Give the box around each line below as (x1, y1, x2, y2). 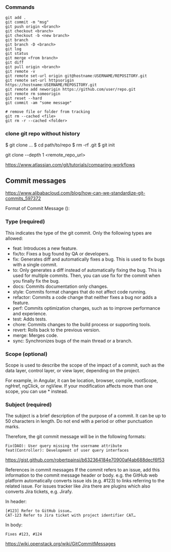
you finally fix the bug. (12, 278, 60, 284)
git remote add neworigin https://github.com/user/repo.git (5, 87, 136, 92)
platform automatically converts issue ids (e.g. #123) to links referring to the (5, 478, 165, 484)
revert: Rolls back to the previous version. (12, 327, 101, 333)
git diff (5, 60, 24, 65)
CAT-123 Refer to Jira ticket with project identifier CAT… (5, 513, 136, 518)
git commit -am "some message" (5, 100, 72, 105)
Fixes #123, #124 (5, 532, 42, 537)
